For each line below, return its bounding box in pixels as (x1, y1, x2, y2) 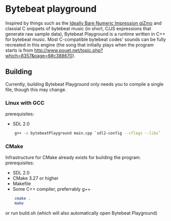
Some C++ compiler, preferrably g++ (12, 186, 91, 192)
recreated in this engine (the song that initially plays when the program (5, 41, 154, 48)
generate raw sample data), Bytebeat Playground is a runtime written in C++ (5, 31, 166, 37)
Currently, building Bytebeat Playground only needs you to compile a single (5, 81, 164, 87)
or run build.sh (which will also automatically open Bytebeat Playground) (5, 210, 158, 216)
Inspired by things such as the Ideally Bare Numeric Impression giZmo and (5, 20, 162, 26)
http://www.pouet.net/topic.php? (34, 47, 103, 53)
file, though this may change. (5, 86, 66, 93)
